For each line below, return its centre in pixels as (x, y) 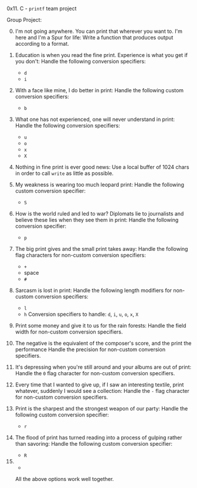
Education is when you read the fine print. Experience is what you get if (101, 55)
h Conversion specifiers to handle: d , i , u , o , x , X (81, 314)
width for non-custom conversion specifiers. (69, 332)
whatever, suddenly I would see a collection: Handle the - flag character (102, 391)
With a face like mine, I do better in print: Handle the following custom (99, 90)
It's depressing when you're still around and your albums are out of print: (103, 367)
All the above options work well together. (64, 479)
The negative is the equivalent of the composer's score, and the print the (103, 343)
